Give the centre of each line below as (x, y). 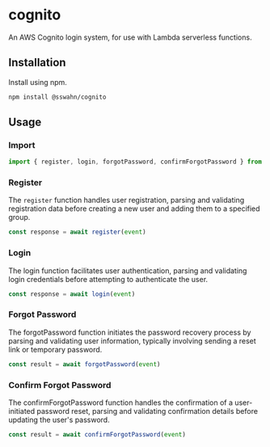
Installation (37, 63)
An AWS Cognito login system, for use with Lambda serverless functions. (130, 37)
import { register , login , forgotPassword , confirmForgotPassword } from (135, 162)
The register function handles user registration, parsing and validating (127, 200)
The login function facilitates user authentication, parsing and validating (128, 270)
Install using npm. (38, 82)
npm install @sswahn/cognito (57, 97)
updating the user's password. (59, 420)
